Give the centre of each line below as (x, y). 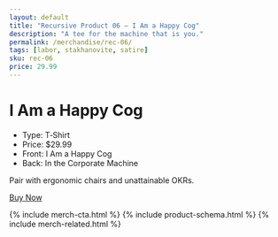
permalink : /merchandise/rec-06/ (71, 42)
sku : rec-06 (31, 58)
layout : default (39, 17)
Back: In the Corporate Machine (80, 163)
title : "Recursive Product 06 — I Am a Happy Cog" (104, 26)
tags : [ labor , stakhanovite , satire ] (79, 50)
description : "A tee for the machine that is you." (106, 34)
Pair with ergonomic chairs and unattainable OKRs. (102, 180)
